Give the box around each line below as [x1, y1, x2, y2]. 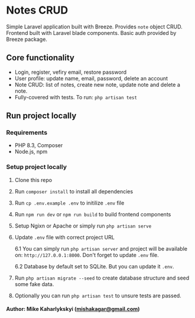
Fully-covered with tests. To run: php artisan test [14, 93, 138, 100]
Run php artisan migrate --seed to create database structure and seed [14, 274, 190, 281]
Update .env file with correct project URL [14, 233, 115, 241]
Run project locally [6, 111, 77, 121]
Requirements [6, 128, 48, 137]
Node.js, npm [14, 148, 48, 155]
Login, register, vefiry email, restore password [14, 69, 127, 76]
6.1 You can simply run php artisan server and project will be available [14, 245, 188, 252]
